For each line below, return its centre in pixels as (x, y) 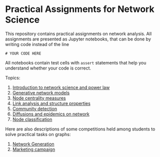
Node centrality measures (39, 98)
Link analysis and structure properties (51, 103)
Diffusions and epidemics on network (51, 114)
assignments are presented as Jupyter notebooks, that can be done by (78, 39)
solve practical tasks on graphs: (38, 134)
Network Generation (33, 144)
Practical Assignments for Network (80, 9)
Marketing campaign (34, 149)
